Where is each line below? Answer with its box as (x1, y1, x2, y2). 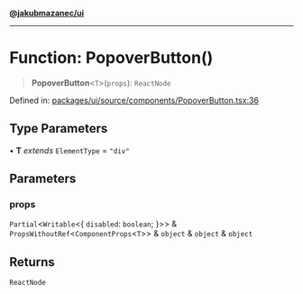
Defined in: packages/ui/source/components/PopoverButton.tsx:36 (9, 95, 260, 106)
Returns (9, 254, 56, 270)
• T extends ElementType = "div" (9, 144, 131, 156)
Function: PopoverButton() (9, 48, 214, 69)
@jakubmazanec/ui (9, 8, 85, 18)
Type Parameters (9, 121, 108, 136)
